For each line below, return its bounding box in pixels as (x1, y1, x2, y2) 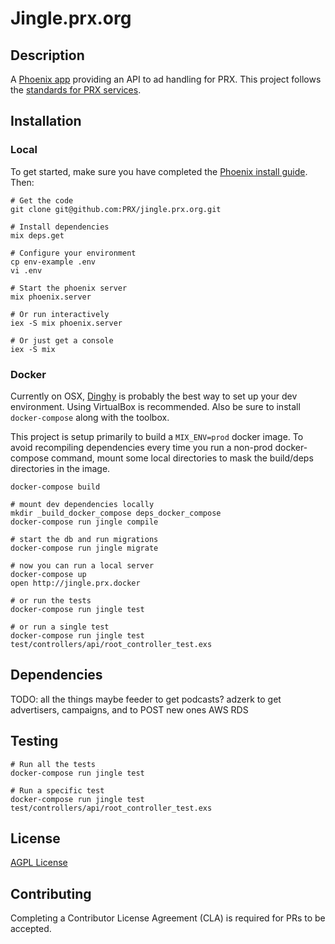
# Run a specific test (10, 785, 105, 796)
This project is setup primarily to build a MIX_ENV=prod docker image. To (10, 430, 304, 442)
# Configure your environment (10, 248, 137, 258)
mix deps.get (10, 230, 65, 241)
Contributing (10, 885, 92, 902)
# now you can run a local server (10, 560, 155, 571)
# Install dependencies (10, 222, 110, 232)
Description (10, 47, 85, 64)
